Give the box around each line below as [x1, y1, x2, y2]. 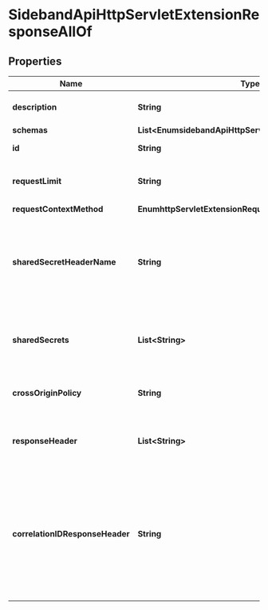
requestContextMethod [12, 204, 104, 214]
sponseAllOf [8, 22, 93, 41]
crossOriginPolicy [12, 388, 82, 398]
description [12, 102, 57, 113]
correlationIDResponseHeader [12, 528, 130, 539]
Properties [8, 54, 62, 68]
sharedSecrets [12, 334, 69, 345]
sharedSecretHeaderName [12, 257, 116, 267]
